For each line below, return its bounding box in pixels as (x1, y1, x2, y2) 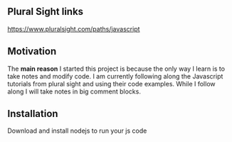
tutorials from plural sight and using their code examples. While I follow (7, 79, 216, 88)
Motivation (7, 46, 57, 58)
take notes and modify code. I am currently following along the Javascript (7, 71, 223, 81)
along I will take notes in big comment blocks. (7, 87, 141, 96)
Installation (7, 108, 58, 120)
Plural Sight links (7, 6, 84, 18)
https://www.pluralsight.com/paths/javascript (7, 24, 140, 33)
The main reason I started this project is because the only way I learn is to (7, 64, 226, 73)
